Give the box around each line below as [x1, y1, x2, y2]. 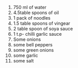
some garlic [13, 52, 38, 58]
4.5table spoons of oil [13, 10, 59, 16]
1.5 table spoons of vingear [13, 20, 70, 26]
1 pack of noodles [13, 15, 50, 21]
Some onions [13, 36, 41, 42]
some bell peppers [13, 42, 53, 47]
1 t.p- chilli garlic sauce [13, 31, 62, 37]
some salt [13, 58, 34, 63]
